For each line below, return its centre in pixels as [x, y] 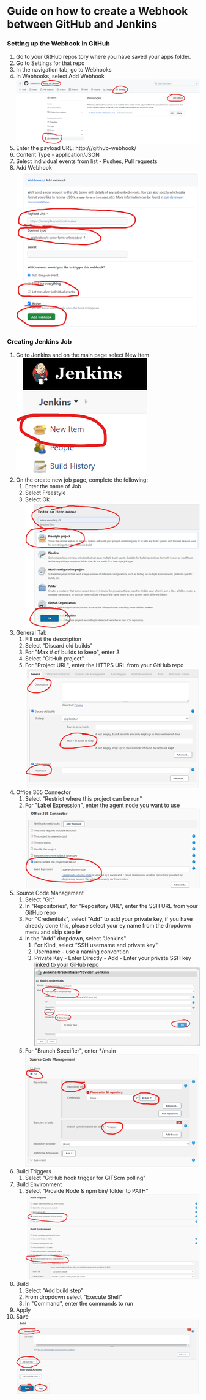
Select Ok [37, 499]
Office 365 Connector [43, 792]
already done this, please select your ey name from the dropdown [108, 925]
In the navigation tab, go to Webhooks [64, 70]
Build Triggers [33, 1171]
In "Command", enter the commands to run [79, 1304]
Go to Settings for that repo [50, 63]
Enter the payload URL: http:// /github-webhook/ [76, 148]
